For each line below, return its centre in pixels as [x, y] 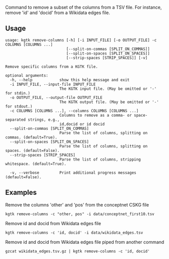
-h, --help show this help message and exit [70, 80]
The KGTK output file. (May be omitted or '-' [109, 102]
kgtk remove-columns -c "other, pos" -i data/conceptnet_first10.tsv [80, 214]
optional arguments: [27, 75]
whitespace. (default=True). [36, 164]
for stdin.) [18, 93]
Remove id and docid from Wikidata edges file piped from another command [85, 242]
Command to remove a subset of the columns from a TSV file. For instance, [84, 7]
